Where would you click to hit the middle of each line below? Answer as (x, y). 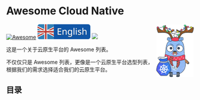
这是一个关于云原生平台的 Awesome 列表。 (59, 49)
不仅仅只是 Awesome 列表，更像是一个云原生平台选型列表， (80, 62)
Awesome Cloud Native (65, 11)
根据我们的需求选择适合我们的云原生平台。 (58, 69)
